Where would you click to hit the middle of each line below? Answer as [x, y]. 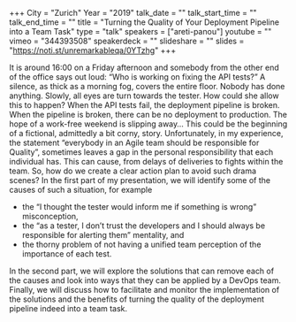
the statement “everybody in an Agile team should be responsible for [134, 142]
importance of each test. [67, 254]
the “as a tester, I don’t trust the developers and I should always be [144, 226]
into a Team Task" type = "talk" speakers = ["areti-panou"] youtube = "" [140, 31]
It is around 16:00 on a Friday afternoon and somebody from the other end [144, 67]
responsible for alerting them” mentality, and [103, 235]
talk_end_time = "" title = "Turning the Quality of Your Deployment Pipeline [144, 22]
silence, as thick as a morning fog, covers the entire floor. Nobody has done [147, 86]
